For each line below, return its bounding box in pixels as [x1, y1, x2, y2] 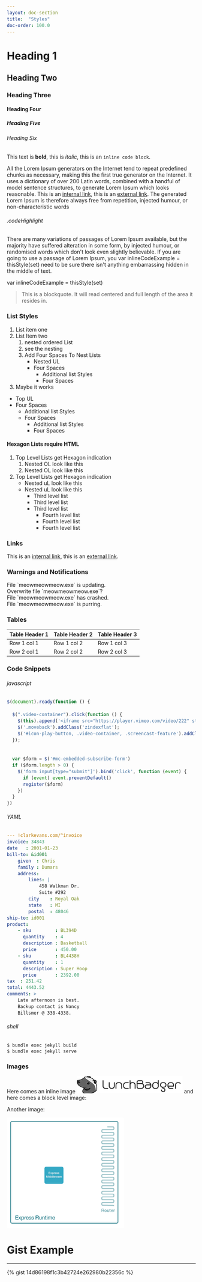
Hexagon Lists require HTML [7, 440, 80, 448]
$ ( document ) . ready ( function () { [7, 699, 91, 705]
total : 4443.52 [7, 985, 45, 991]
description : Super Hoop [22, 965, 88, 971]
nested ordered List [24, 338, 73, 345]
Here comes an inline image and [7, 1088, 194, 1095]
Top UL [15, 395, 34, 402]
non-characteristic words [7, 203, 70, 210]
